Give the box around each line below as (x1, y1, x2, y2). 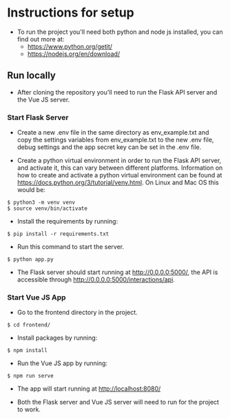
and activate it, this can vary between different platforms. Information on (17, 164, 223, 172)
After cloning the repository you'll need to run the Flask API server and (17, 88, 218, 96)
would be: (17, 186, 46, 194)
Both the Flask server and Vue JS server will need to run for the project (17, 398, 219, 407)
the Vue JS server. (17, 95, 70, 104)
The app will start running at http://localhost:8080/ (17, 384, 161, 393)
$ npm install (7, 347, 48, 354)
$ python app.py (7, 256, 54, 263)
